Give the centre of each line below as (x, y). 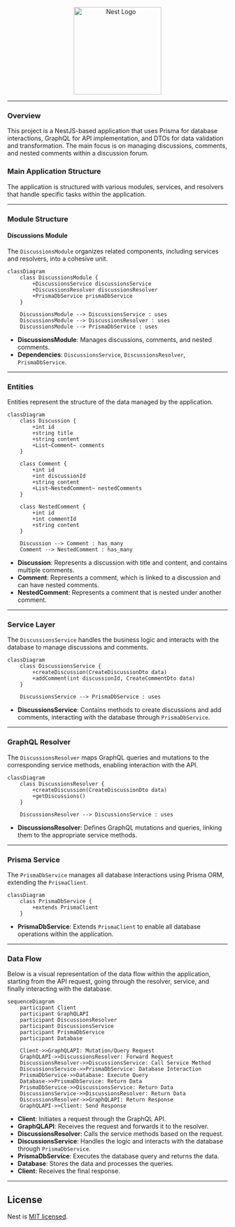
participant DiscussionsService (67, 1027)
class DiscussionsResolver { (62, 784)
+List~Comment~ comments (69, 446)
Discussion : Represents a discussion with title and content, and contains (122, 563)
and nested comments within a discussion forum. (78, 153)
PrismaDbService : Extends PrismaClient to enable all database (109, 926)
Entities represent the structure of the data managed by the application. (110, 402)
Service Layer (31, 624)
